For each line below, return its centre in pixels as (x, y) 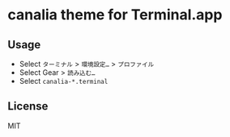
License (28, 106)
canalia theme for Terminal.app (115, 15)
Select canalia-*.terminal (64, 81)
